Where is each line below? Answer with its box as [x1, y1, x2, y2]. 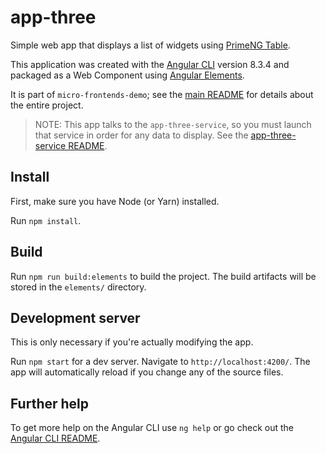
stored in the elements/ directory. [10, 281, 147, 293]
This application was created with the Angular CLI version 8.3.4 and [10, 58, 290, 70]
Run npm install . [10, 214, 82, 226]
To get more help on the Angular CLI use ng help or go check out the [10, 422, 294, 434]
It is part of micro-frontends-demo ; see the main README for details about [10, 88, 314, 100]
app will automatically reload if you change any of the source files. [10, 366, 284, 378]
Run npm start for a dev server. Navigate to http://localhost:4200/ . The [10, 356, 311, 368]
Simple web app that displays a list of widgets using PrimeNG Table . [10, 39, 291, 51]
